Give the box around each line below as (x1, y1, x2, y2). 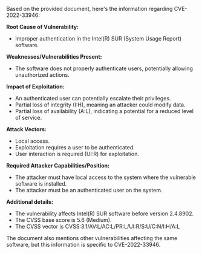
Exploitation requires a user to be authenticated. (15, 144, 135, 151)
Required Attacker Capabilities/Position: (6, 162, 110, 169)
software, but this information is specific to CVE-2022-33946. (6, 241, 161, 248)
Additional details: (6, 198, 53, 205)
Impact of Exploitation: (6, 83, 65, 90)
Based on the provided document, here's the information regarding (6, 5, 173, 12)
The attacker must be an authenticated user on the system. (15, 187, 163, 194)
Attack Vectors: (6, 126, 47, 132)
